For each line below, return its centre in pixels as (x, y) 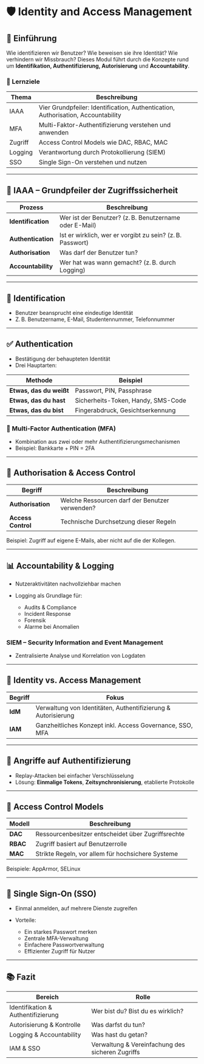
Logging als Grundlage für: (49, 595)
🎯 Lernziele (23, 81)
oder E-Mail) (78, 226)
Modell (20, 824)
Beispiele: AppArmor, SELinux (43, 869)
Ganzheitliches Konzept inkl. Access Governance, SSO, (114, 725)
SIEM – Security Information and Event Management (85, 642)
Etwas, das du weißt (39, 390)
